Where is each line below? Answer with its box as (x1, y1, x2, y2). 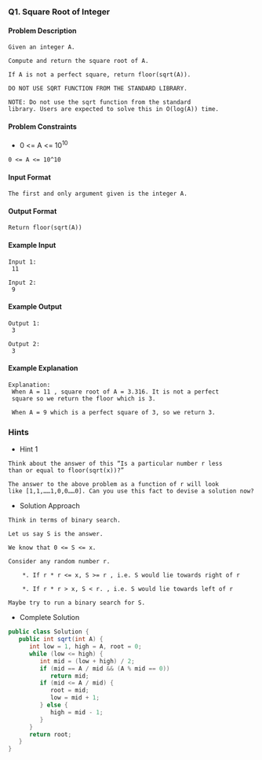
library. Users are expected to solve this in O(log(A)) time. (8, 105, 220, 113)
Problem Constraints (8, 121, 77, 131)
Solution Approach (19, 501, 80, 511)
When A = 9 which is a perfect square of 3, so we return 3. (11, 408, 216, 416)
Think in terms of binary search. (8, 516, 122, 525)
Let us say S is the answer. (8, 530, 104, 538)
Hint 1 (19, 445, 38, 454)
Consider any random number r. (8, 558, 111, 566)
